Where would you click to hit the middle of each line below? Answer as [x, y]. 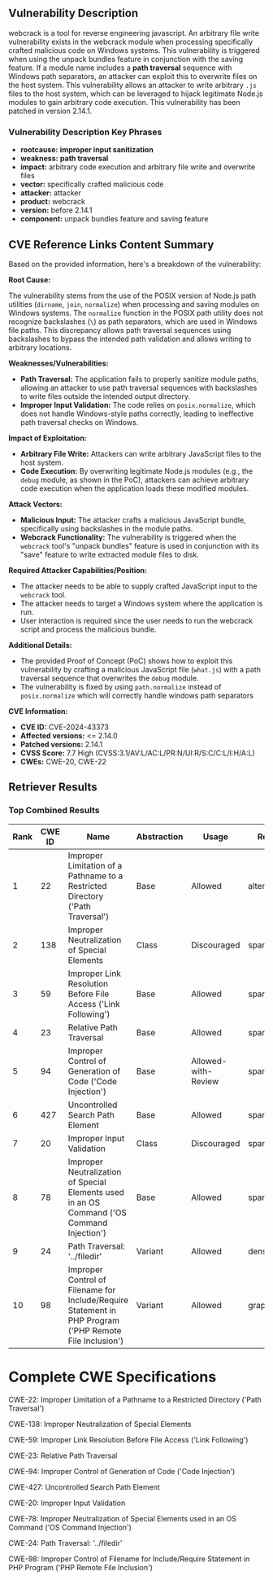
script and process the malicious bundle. [88, 629]
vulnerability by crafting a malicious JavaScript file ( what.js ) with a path [141, 669]
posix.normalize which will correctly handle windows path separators [137, 695]
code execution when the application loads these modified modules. [134, 488]
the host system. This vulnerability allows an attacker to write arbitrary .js [133, 85]
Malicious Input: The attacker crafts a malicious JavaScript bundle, [133, 519]
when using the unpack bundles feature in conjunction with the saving [126, 59]
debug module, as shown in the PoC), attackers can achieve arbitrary [134, 479]
